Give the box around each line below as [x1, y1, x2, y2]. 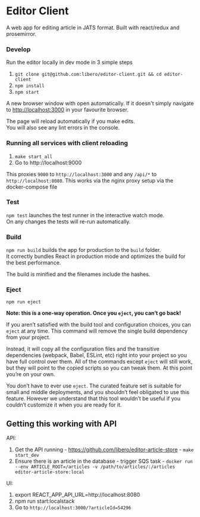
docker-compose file [6, 183, 58, 190]
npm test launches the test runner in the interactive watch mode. [6, 211, 165, 219]
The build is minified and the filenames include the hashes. [6, 270, 151, 278]
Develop [6, 45, 31, 53]
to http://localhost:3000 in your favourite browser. [6, 106, 129, 113]
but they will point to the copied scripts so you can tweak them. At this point [6, 364, 192, 371]
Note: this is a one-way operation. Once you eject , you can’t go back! [6, 309, 182, 317]
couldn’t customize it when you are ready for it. [6, 401, 122, 408]
